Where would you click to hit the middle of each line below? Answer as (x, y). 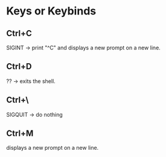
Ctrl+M (20, 134)
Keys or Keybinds (51, 11)
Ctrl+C (19, 33)
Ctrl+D (19, 66)
